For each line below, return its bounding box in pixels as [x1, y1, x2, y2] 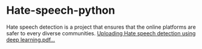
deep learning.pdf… [6, 36, 56, 43]
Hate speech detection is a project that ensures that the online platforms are [6, 23, 197, 30]
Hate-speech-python [6, 4, 116, 17]
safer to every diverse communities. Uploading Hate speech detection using [6, 29, 196, 36]
